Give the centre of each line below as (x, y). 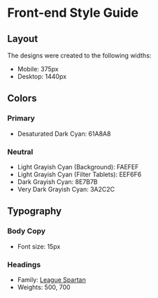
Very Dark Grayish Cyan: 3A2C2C (66, 189)
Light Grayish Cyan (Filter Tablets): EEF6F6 (79, 174)
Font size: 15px (39, 246)
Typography (34, 211)
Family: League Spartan (51, 279)
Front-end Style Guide (73, 13)
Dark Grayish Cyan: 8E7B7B (57, 182)
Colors (22, 98)
